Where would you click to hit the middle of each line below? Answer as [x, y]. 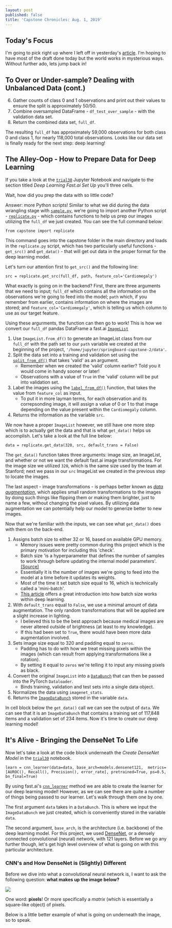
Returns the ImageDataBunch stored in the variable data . [71, 698]
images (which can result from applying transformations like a [86, 654]
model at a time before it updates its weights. [68, 577]
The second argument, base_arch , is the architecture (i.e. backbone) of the [84, 828]
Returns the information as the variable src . [59, 415]
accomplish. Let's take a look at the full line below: [59, 435]
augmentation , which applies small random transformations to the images [83, 492]
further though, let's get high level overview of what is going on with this [82, 844]
